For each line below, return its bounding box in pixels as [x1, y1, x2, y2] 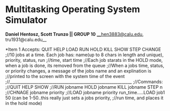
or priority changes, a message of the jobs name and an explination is [5, 67, 152, 74]
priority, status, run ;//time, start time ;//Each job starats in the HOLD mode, [5, 57, 163, 63]
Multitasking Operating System [5, 4, 140, 15]
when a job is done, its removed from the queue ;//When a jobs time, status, [5, 62, 164, 68]
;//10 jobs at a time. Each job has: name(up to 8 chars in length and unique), [5, 52, 164, 58]
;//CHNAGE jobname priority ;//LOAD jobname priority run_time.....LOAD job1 [5, 89, 165, 95]
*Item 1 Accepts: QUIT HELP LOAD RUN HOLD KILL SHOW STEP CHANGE [5, 46, 161, 52]
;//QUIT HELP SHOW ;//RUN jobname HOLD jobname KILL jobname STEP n [5, 84, 163, 90]
